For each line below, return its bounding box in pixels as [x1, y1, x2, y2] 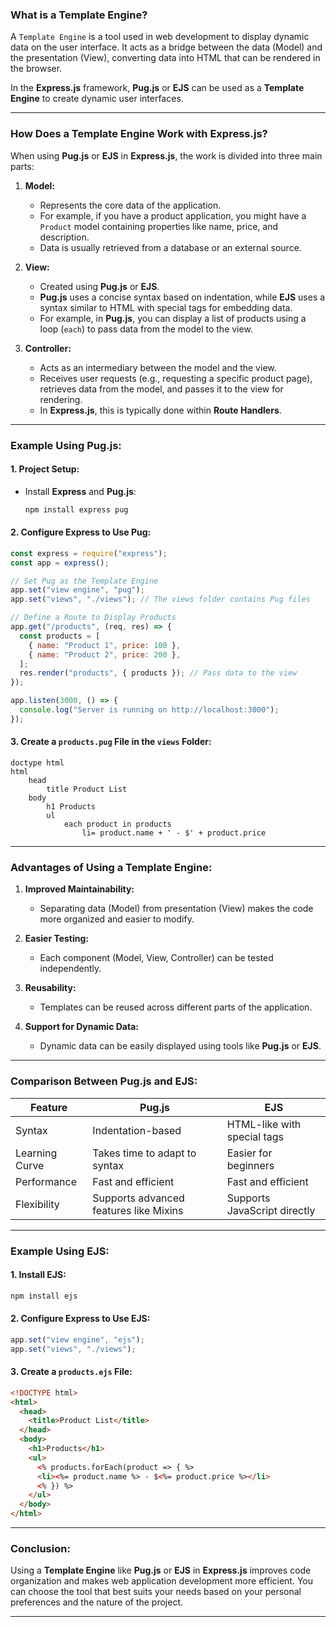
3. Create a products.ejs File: [10, 1366, 133, 1378]
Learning [15, 1146, 58, 1160]
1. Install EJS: [10, 1269, 67, 1281]
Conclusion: [10, 1541, 71, 1555]
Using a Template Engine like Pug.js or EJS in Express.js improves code [10, 1564, 312, 1577]
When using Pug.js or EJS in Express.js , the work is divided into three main [10, 149, 323, 162]
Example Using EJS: [10, 1244, 110, 1258]
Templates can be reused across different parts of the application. [39, 1001, 313, 1013]
